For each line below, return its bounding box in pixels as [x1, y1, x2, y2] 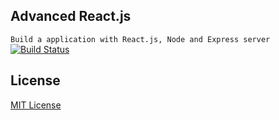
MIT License [10, 99, 62, 111]
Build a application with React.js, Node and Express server [10, 34, 271, 44]
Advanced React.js [10, 8, 132, 25]
